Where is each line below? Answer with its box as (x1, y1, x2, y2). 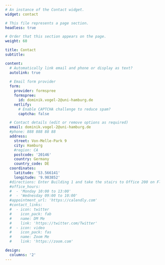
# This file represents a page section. (5, 21, 89, 26)
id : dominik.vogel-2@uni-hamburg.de (18, 97, 93, 102)
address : (9, 134, 27, 139)
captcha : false (18, 111, 50, 116)
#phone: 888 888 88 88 (9, 129, 56, 134)
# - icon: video (9, 225, 45, 230)
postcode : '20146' (14, 152, 52, 157)
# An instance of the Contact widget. (5, 7, 84, 12)
